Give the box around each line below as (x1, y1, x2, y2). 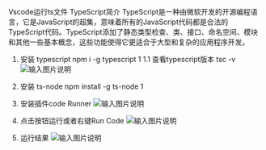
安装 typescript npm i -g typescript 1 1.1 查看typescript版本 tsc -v (19, 55, 236, 64)
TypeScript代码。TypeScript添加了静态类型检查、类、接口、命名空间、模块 (8, 27, 259, 36)
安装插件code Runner (19, 99, 92, 108)
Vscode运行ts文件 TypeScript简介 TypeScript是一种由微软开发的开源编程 (8, 7, 251, 16)
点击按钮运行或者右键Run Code (19, 116, 125, 125)
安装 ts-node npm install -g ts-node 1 (19, 81, 144, 91)
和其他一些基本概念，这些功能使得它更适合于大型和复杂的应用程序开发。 (8, 37, 249, 47)
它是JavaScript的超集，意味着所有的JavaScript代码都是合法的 (22, 17, 229, 27)
